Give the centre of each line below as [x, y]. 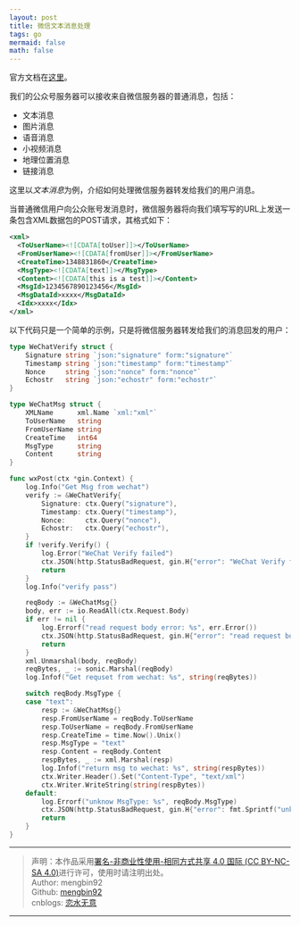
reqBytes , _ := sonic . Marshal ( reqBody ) [100, 669]
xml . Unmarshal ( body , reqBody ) [82, 661]
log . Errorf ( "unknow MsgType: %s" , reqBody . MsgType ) [140, 801]
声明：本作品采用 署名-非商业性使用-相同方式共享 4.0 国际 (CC [145, 861]
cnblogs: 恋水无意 [64, 902]
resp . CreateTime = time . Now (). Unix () [111, 735]
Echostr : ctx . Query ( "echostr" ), [105, 529]
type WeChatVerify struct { [62, 346]
